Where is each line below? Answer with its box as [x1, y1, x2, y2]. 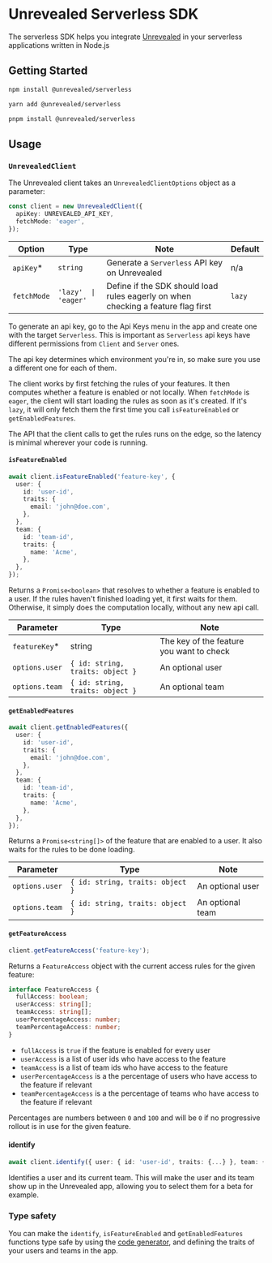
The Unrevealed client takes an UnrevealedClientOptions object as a [8, 178, 236, 188]
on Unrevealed [106, 267, 163, 278]
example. [8, 1190, 39, 1200]
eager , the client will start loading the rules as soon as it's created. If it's [8, 395, 247, 406]
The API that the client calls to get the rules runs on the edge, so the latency [8, 429, 261, 438]
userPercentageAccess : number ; [15, 1015, 121, 1024]
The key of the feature [159, 636, 244, 647]
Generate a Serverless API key [106, 256, 223, 268]
